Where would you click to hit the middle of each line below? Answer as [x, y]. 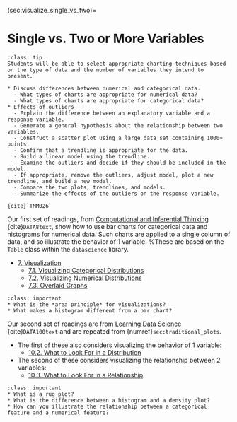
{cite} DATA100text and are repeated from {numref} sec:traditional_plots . [114, 331]
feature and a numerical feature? [58, 413]
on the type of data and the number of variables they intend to [105, 70]
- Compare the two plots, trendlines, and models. [90, 187]
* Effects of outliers [41, 107]
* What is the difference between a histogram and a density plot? [109, 400]
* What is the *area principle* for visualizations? [87, 304]
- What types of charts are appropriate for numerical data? [106, 95]
